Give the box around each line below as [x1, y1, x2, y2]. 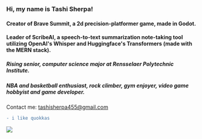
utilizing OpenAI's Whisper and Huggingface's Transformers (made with [6, 40, 192, 47]
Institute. [6, 66, 30, 74]
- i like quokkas [6, 115, 50, 121]
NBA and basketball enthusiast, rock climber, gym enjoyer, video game [6, 82, 189, 89]
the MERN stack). [6, 47, 51, 54]
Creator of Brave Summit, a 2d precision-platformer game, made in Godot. [6, 20, 197, 27]
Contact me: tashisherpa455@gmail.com [6, 103, 109, 111]
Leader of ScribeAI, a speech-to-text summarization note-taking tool [6, 34, 183, 41]
